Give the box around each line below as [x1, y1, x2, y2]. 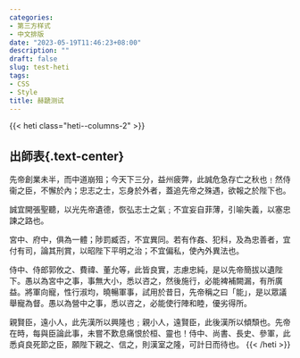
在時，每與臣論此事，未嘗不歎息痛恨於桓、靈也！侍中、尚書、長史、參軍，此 [9, 328, 291, 339]
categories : [9, 12, 54, 22]
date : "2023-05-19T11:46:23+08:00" [9, 37, 142, 47]
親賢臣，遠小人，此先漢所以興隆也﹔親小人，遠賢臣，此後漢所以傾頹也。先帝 [9, 317, 291, 328]
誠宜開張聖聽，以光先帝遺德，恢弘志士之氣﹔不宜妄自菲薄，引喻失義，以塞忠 [9, 204, 291, 215]
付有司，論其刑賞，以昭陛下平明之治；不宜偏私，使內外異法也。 [9, 246, 244, 256]
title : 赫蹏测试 [9, 96, 64, 105]
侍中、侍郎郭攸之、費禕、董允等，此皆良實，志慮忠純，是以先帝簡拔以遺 [9, 264, 275, 275]
